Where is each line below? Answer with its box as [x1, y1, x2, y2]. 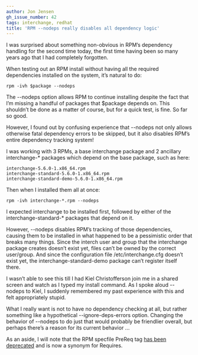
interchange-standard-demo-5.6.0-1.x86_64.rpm [6, 176, 123, 182]
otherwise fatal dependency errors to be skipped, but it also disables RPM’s [6, 130, 190, 137]
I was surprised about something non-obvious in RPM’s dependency [6, 41, 173, 49]
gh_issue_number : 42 [6, 14, 57, 20]
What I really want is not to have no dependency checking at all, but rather [6, 305, 187, 312]
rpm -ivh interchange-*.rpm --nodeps [6, 198, 99, 204]
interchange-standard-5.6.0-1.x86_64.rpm [6, 171, 110, 177]
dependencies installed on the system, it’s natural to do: [6, 72, 142, 79]
